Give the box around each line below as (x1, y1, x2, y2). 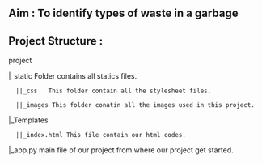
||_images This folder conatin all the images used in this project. (15, 101, 255, 109)
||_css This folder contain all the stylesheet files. (15, 87, 212, 96)
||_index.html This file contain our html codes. (15, 131, 186, 139)
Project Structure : (8, 34, 104, 48)
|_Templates (8, 115, 49, 125)
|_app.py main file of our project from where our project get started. (8, 145, 235, 155)
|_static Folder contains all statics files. (8, 71, 137, 81)
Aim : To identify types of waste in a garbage (8, 6, 239, 20)
